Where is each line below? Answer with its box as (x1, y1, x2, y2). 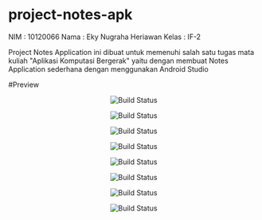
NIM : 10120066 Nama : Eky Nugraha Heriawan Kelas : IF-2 (8, 32, 201, 41)
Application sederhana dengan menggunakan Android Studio (8, 64, 209, 73)
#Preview (8, 80, 40, 89)
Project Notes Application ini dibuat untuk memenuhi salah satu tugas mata (8, 47, 255, 57)
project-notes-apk (8, 6, 133, 24)
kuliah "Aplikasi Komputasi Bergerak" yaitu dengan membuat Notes (8, 56, 229, 65)
